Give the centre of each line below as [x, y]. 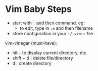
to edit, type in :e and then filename [56, 28]
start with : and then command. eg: [49, 23]
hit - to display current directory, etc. [50, 53]
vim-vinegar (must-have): [31, 43]
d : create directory [32, 63]
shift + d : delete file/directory [43, 58]
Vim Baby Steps [38, 9]
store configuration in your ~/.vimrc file [52, 33]
